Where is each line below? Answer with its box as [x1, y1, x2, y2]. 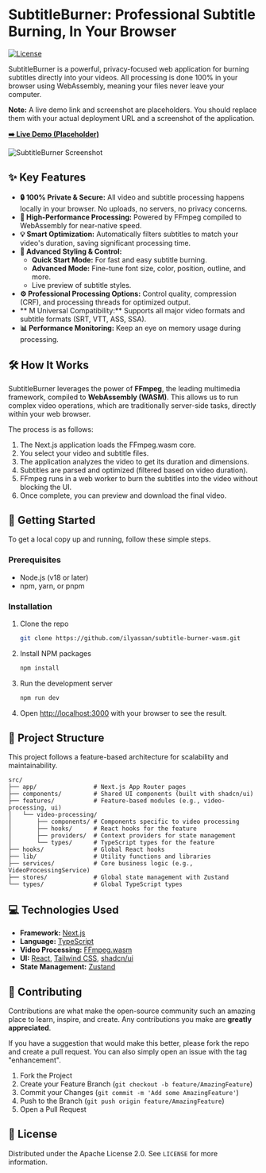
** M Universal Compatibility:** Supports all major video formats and [19, 305, 245, 315]
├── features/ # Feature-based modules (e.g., [8, 797, 201, 805]
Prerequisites [8, 554, 61, 565]
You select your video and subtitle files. [19, 448, 149, 458]
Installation [8, 600, 53, 612]
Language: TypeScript [19, 937, 94, 946]
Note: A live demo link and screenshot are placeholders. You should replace [8, 105, 257, 115]
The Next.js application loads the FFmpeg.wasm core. [19, 440, 197, 449]
